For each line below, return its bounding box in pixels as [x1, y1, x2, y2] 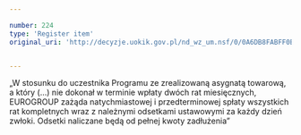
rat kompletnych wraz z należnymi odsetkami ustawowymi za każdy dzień [9, 106, 282, 117]
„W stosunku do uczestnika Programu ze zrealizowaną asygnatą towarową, [9, 78, 287, 89]
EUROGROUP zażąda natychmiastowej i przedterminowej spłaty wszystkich [9, 97, 289, 107]
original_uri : [9, 38, 63, 46]
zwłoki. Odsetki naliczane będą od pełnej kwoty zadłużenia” [9, 115, 230, 126]
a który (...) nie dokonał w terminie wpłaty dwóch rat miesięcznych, [9, 87, 257, 98]
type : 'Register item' [9, 29, 94, 38]
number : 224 [9, 21, 54, 30]
